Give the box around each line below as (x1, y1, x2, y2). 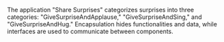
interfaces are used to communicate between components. (7, 27, 174, 35)
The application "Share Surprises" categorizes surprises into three (7, 6, 195, 14)
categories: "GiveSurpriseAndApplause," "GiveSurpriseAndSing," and (7, 13, 203, 21)
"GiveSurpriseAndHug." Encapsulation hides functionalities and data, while (7, 20, 217, 28)
